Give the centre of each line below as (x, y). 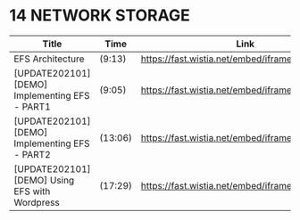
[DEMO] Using (44, 180)
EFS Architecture (49, 59)
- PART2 (32, 154)
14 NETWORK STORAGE (100, 16)
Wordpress (37, 202)
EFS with (32, 191)
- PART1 (32, 106)
